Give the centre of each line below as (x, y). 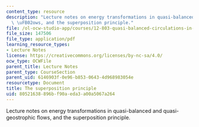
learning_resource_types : (38, 45)
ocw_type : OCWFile (29, 61)
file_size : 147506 (29, 34)
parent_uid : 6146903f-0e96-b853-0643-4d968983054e (70, 77)
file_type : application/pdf (41, 39)
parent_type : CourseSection (41, 72)
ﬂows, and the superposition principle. (84, 117)
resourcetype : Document (36, 83)
